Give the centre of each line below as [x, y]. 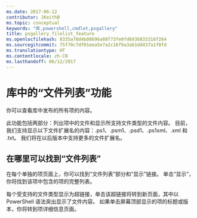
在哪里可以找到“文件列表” [54, 158]
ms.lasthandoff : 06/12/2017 [41, 61]
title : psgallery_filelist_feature [50, 34]
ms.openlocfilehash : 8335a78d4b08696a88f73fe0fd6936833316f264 [87, 39]
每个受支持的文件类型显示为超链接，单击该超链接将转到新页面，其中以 [93, 194]
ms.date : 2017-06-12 [32, 12]
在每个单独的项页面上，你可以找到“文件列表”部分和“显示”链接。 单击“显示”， [100, 174]
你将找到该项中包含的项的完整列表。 [51, 182]
